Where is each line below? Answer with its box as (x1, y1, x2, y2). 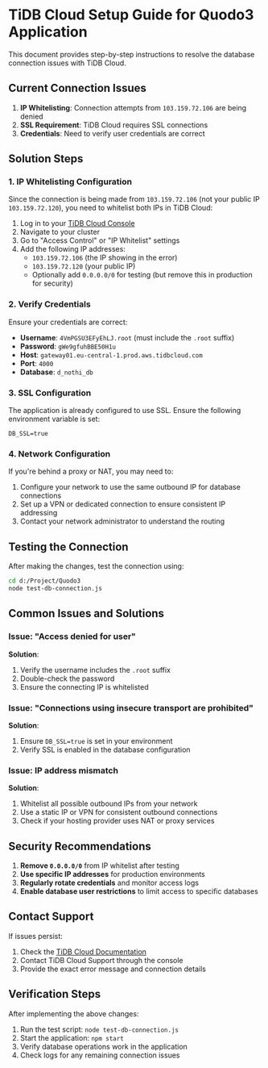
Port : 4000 (19, 358, 54, 368)
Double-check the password (19, 674, 115, 683)
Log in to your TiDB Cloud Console (19, 219, 135, 228)
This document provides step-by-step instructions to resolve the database (8, 49, 255, 59)
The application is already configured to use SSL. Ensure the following (8, 406, 241, 415)
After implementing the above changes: (8, 1008, 139, 1018)
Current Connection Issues (8, 81, 147, 95)
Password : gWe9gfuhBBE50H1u (19, 341, 117, 351)
